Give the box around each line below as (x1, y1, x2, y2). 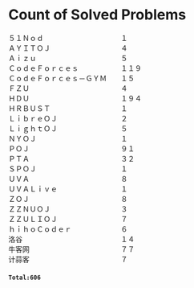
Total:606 (8, 274, 42, 282)
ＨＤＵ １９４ (8, 93, 142, 103)
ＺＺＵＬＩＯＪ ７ (8, 214, 128, 224)
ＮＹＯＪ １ (8, 134, 128, 143)
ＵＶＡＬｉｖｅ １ (8, 183, 128, 194)
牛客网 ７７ (8, 244, 135, 254)
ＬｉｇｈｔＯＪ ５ (8, 123, 128, 134)
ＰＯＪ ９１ (8, 143, 135, 154)
